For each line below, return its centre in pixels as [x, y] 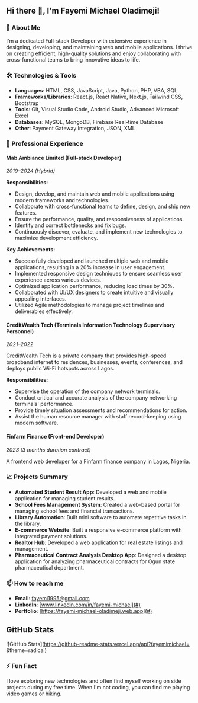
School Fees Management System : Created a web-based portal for [97, 504]
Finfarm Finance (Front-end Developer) [55, 436]
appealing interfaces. [40, 299]
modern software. [36, 423]
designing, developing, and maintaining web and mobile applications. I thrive [99, 47]
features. [26, 213]
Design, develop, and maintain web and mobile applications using [95, 194]
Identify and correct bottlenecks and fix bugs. [70, 225]
